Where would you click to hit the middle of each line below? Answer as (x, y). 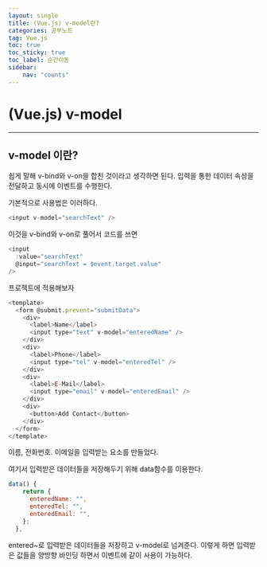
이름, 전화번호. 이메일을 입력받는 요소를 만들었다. (83, 452)
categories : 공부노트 (41, 30)
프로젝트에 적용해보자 (41, 287)
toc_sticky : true (37, 53)
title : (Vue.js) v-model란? (54, 23)
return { (37, 492)
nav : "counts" (46, 75)
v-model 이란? (43, 155)
